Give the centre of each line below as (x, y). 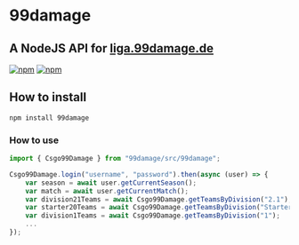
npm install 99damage (49, 118)
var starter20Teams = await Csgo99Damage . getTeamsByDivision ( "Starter (159, 208)
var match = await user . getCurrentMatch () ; (107, 191)
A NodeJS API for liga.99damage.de (111, 48)
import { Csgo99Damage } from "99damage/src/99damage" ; (115, 159)
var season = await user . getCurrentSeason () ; (111, 183)
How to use (34, 140)
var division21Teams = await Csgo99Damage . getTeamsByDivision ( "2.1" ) (157, 199)
